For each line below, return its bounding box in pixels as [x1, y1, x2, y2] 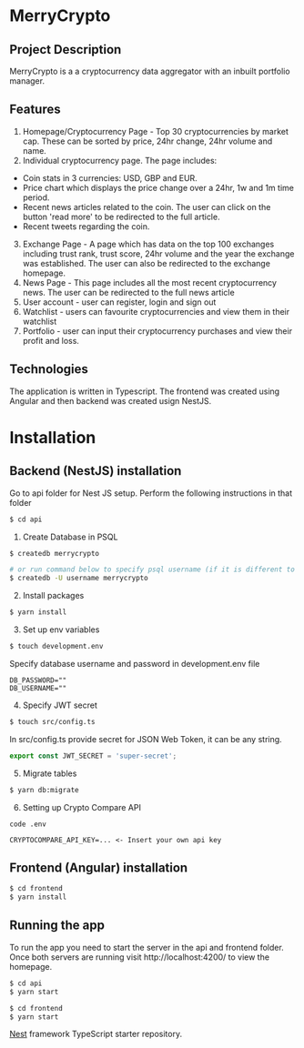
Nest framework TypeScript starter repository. [9, 1029, 183, 1040]
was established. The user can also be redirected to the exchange [22, 257, 271, 268]
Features [9, 102, 61, 117]
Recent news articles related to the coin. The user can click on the [22, 201, 271, 212]
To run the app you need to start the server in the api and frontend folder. [9, 942, 284, 952]
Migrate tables [22, 768, 77, 779]
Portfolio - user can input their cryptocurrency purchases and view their [22, 325, 293, 337]
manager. [9, 76, 46, 86]
